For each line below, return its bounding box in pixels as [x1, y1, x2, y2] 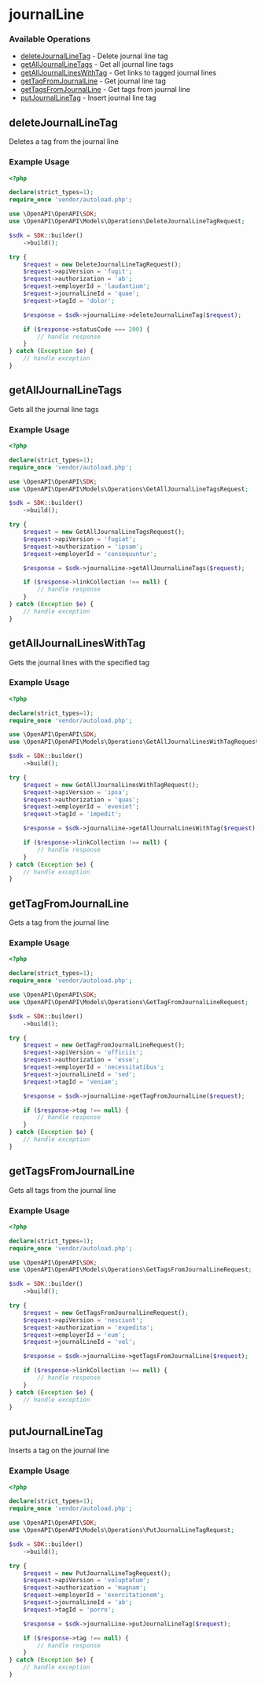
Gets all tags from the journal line [9, 1185, 116, 1195]
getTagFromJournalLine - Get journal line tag [20, 76, 166, 86]
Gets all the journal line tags [9, 404, 99, 414]
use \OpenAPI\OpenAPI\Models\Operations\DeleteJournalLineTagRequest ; [9, 218, 245, 226]
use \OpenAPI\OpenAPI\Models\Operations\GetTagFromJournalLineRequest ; [9, 998, 248, 1006]
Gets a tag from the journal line [9, 918, 109, 927]
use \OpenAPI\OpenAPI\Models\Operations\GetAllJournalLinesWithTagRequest [9, 738, 259, 746]
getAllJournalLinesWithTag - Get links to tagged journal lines [20, 68, 217, 78]
